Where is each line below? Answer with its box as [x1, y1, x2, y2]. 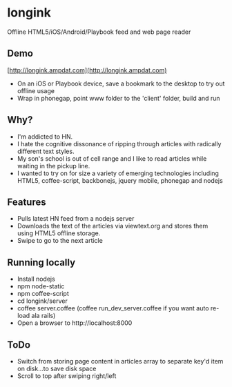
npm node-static [17, 282, 65, 290]
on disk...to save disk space [17, 364, 97, 373]
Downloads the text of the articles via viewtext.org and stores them [17, 222, 209, 230]
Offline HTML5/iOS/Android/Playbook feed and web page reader [7, 28, 191, 36]
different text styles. [17, 147, 75, 155]
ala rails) [31, 312, 56, 320]
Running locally [7, 257, 76, 268]
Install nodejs [17, 275, 55, 284]
